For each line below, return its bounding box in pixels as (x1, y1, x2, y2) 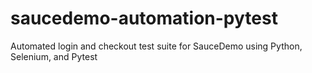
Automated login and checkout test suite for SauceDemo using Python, (10, 40, 303, 52)
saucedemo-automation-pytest (10, 7, 278, 30)
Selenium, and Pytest (10, 50, 98, 62)
